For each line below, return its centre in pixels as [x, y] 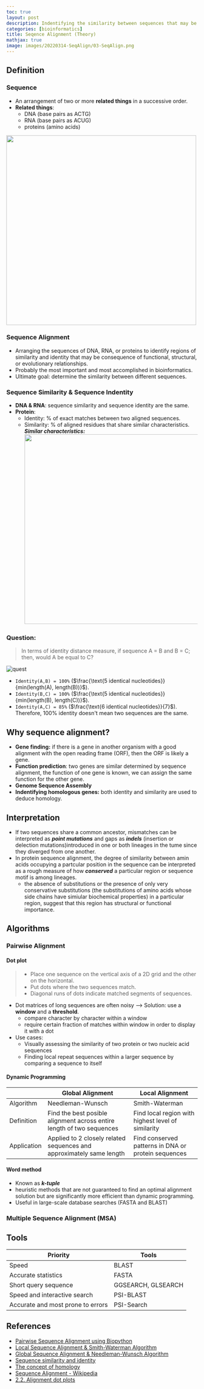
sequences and [70, 1146]
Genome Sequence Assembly [53, 786]
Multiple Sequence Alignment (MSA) [61, 1218]
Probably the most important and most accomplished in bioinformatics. [104, 370]
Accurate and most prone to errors [59, 1305]
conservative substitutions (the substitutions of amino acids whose [108, 891]
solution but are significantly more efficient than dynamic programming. [105, 1196]
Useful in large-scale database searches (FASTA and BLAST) [91, 1202]
